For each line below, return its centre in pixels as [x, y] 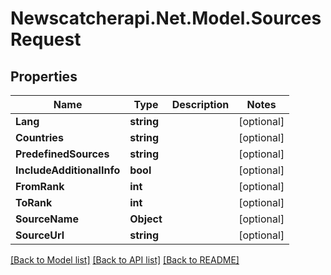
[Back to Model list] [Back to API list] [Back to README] [125, 260]
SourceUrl [40, 235]
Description [200, 104]
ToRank [34, 202]
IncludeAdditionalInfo [68, 170]
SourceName [47, 219]
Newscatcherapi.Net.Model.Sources [166, 18]
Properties [44, 76]
